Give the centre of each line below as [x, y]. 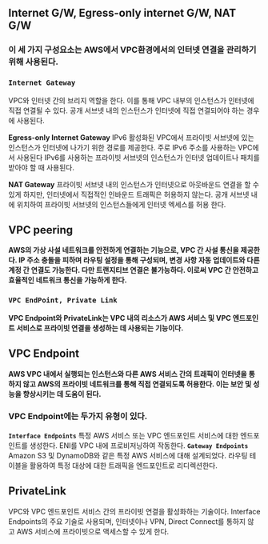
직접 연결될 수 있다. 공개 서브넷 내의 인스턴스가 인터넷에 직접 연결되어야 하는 [127, 110]
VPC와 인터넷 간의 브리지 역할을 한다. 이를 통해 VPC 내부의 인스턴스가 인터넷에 [131, 100]
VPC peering [41, 230]
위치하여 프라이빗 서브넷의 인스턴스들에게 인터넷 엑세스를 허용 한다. [121, 204]
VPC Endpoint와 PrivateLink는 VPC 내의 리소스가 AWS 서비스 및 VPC [120, 318]
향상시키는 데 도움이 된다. [62, 394]
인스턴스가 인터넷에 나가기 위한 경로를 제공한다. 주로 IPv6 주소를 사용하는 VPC [130, 147]
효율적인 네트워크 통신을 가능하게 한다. [68, 280]
